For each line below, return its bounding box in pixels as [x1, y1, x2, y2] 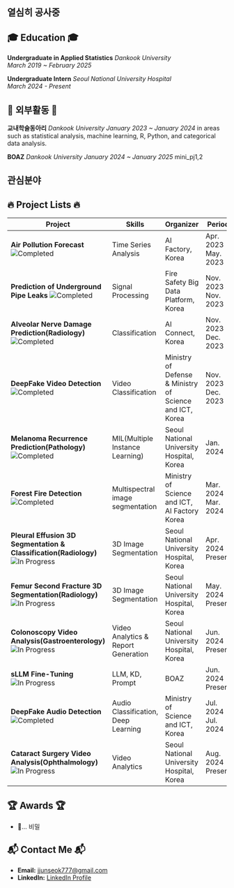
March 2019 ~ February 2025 [7, 61, 92, 70]
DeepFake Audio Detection [10, 707, 102, 717]
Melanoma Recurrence [10, 434, 88, 443]
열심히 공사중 [7, 6, 61, 19]
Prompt [111, 678, 136, 688]
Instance [111, 443, 141, 452]
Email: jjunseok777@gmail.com [17, 866, 108, 874]
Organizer [164, 219, 199, 229]
